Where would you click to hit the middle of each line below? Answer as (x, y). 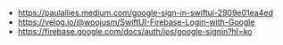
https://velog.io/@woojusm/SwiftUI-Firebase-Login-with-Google (136, 22)
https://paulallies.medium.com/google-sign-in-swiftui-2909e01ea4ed (146, 13)
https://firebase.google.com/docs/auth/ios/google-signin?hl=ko (135, 31)
